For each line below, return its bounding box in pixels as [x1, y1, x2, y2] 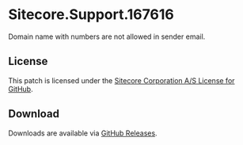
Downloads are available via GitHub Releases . [8, 128, 158, 138]
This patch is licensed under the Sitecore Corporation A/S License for [8, 75, 235, 85]
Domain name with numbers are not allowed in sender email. [8, 32, 206, 41]
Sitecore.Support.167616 [8, 6, 174, 24]
